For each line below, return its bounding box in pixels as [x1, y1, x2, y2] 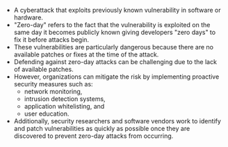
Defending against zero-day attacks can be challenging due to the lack [13, 58, 218, 65]
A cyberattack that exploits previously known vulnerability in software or [13, 6, 221, 14]
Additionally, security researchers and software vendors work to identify [13, 117, 221, 125]
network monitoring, [24, 87, 83, 95]
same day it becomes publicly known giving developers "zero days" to [13, 28, 216, 36]
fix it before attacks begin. [13, 36, 89, 44]
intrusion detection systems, [24, 95, 106, 103]
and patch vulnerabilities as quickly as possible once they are [13, 125, 190, 132]
